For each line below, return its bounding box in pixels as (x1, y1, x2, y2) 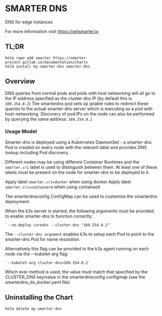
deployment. (5, 198, 30, 204)
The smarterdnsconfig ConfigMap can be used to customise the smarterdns (5, 193, 158, 199)
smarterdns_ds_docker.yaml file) (5, 279, 70, 285)
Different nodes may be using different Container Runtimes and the (5, 159, 140, 165)
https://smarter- (53, 56, 89, 60)
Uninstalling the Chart (5, 293, 73, 302)
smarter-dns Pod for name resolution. (5, 236, 80, 242)
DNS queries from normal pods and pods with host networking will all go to (5, 90, 156, 96)
